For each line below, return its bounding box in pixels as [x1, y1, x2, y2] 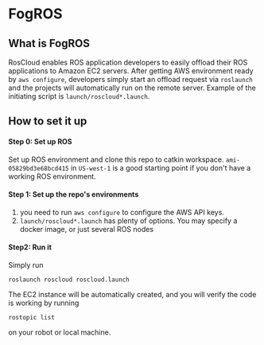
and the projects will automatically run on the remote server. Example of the [8, 83, 256, 92]
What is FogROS [8, 37, 90, 50]
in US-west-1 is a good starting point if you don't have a [70, 163, 251, 172]
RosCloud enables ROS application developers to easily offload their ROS [8, 57, 248, 67]
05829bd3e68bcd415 [8, 164, 69, 172]
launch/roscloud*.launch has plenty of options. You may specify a [19, 216, 238, 225]
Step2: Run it [8, 242, 52, 252]
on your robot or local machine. [8, 327, 111, 337]
